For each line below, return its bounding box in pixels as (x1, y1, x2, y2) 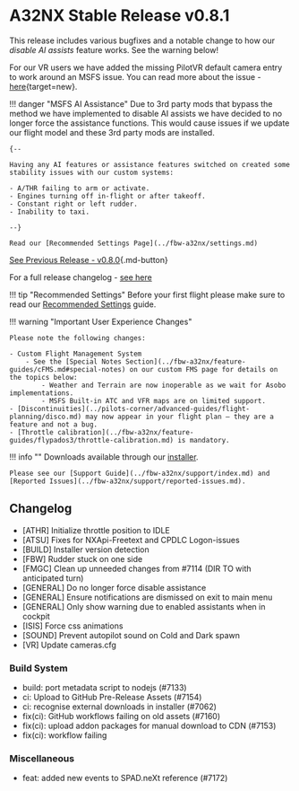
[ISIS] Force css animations (21, 620, 124, 631)
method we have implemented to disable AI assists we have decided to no (9, 108, 283, 119)
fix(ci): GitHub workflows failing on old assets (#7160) (21, 711, 221, 722)
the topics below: (9, 373, 78, 382)
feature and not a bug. (9, 419, 98, 429)
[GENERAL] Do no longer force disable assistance (21, 582, 207, 593)
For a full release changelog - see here (9, 271, 152, 283)
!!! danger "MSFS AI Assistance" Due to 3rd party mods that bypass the (9, 98, 273, 109)
